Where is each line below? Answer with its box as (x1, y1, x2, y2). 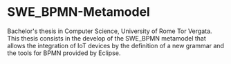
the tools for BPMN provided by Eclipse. (7, 49, 121, 57)
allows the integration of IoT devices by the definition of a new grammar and (7, 41, 225, 50)
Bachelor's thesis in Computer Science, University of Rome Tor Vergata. (7, 27, 212, 35)
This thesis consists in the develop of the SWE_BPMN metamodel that (7, 34, 206, 42)
